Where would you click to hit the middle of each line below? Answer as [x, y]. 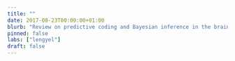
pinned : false [28, 33]
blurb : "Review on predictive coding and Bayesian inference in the [109, 27]
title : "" [22, 14]
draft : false [26, 46]
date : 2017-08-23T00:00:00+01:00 [56, 20]
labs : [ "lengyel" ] [34, 40]
